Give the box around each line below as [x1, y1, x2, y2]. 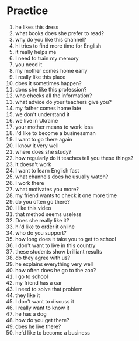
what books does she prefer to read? [15, 29, 105, 36]
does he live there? [15, 323, 61, 330]
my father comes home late [15, 104, 81, 112]
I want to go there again [15, 136, 72, 143]
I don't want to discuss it [15, 298, 75, 305]
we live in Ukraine [15, 117, 58, 124]
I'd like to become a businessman [15, 129, 96, 136]
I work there [15, 179, 44, 186]
